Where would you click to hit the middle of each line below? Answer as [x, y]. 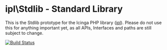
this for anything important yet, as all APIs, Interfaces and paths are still [79, 27]
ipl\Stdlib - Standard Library [64, 9]
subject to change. [24, 33]
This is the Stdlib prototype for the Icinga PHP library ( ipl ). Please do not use [83, 23]
